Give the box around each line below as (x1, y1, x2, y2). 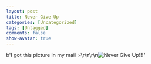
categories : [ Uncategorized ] (6, 19, 78, 25)
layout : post (6, 8, 38, 15)
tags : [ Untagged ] (6, 24, 49, 31)
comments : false (6, 30, 46, 36)
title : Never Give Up (6, 14, 59, 20)
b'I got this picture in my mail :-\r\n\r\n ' (6, 52, 146, 58)
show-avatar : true (6, 35, 51, 41)
